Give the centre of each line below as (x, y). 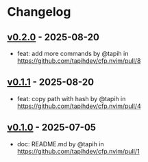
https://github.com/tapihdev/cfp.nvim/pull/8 (79, 61)
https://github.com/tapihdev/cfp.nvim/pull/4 (79, 106)
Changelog (39, 12)
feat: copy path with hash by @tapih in (71, 98)
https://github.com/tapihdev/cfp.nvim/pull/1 (78, 151)
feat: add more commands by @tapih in (73, 53)
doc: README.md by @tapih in (60, 144)
